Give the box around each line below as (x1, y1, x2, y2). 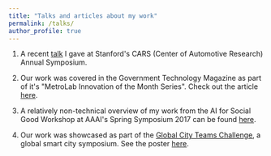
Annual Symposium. (19, 57, 88, 67)
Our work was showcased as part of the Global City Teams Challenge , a (19, 130, 261, 140)
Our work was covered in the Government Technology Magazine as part (19, 74, 262, 83)
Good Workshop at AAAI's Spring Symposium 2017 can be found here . (19, 115, 257, 124)
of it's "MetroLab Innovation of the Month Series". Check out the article (19, 82, 258, 91)
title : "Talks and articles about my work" (8, 11, 158, 20)
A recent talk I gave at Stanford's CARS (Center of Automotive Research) (19, 49, 264, 59)
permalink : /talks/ (8, 19, 75, 27)
